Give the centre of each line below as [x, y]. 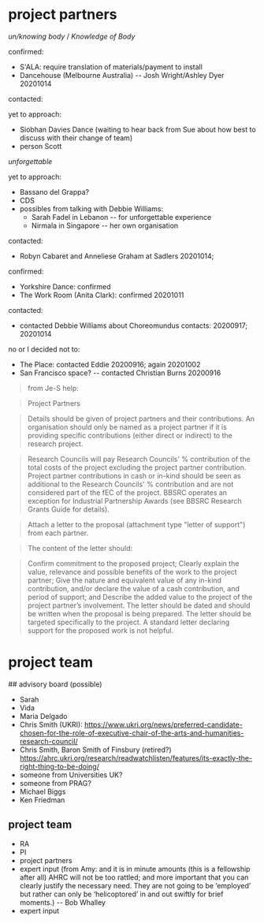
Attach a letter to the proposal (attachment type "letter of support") [136, 524]
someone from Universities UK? [71, 775]
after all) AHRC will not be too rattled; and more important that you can [134, 877]
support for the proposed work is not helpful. [100, 630]
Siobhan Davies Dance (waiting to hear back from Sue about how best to [138, 129]
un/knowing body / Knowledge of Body [72, 36]
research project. [55, 444]
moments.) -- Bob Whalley [63, 902]
